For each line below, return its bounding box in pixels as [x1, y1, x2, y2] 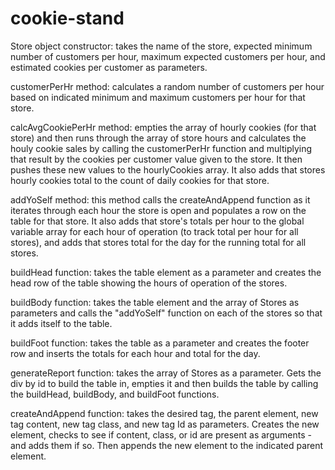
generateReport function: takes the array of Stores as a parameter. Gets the [10, 367, 322, 379]
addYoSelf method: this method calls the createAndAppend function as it [10, 193, 311, 206]
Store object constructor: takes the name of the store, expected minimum [10, 40, 313, 52]
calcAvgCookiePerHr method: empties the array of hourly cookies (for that [10, 121, 317, 133]
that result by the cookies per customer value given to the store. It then [10, 153, 303, 165]
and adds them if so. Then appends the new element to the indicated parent [10, 439, 324, 451]
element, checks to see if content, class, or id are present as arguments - [10, 428, 312, 441]
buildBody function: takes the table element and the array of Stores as [10, 296, 300, 308]
